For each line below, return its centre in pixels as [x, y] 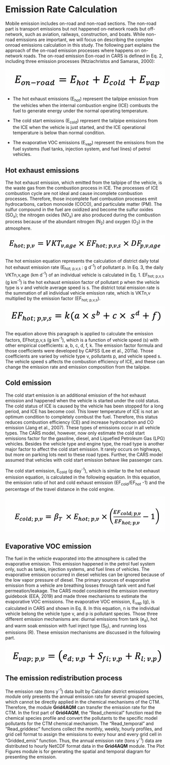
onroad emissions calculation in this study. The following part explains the [82, 45]
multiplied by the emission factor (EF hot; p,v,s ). [53, 299]
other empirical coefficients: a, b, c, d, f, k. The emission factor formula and [84, 345]
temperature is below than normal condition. [59, 133]
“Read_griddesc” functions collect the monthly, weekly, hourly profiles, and [84, 729]
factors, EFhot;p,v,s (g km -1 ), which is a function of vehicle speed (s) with [82, 340]
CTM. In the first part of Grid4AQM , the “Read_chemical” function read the [83, 713]
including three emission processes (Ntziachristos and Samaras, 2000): [80, 61]
